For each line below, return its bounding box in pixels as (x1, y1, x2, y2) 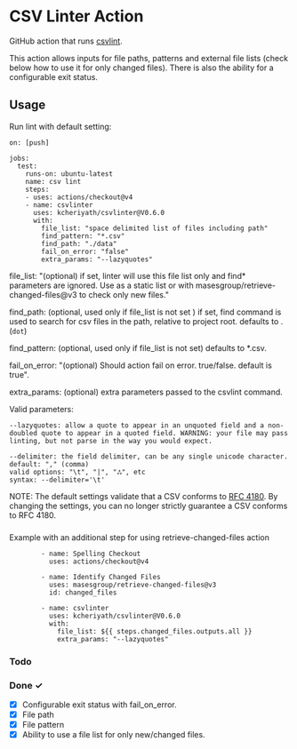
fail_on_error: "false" (41, 247, 129, 256)
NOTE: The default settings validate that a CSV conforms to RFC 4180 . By (9, 490, 278, 501)
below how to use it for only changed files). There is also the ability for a (9, 62, 274, 73)
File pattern (21, 720, 65, 730)
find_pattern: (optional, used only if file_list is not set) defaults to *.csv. (9, 342, 267, 353)
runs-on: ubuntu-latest (25, 169, 114, 179)
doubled (9, 428, 38, 437)
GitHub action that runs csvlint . (9, 36, 123, 46)
